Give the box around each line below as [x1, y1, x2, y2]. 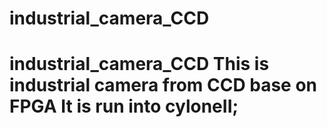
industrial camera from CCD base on [9, 74, 318, 97]
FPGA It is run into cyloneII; [9, 95, 239, 118]
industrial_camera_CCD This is [9, 53, 270, 76]
